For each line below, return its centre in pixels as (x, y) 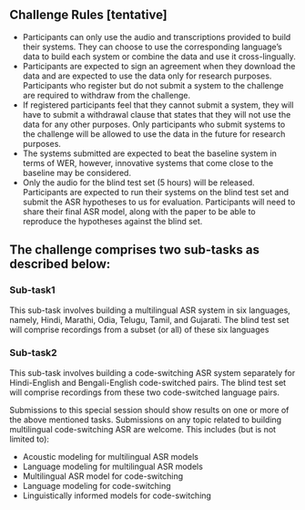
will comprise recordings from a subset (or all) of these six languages (139, 329)
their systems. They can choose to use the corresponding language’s (152, 47)
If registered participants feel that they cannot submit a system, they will (158, 105)
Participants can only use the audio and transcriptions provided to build (157, 36)
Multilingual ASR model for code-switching (103, 476)
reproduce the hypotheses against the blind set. (112, 221)
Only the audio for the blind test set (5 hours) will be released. (138, 182)
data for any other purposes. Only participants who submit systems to (154, 124)
